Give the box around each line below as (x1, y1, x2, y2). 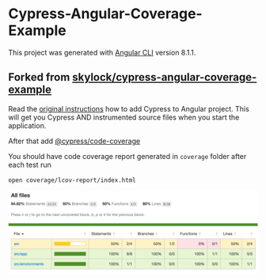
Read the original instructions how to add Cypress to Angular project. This (8, 104, 249, 113)
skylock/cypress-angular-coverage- (72, 70, 257, 84)
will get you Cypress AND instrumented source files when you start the (8, 112, 240, 122)
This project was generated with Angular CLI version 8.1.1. (8, 47, 196, 57)
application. (8, 120, 47, 131)
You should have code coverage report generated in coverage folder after (8, 151, 247, 161)
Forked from (8, 70, 70, 84)
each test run (8, 160, 51, 169)
